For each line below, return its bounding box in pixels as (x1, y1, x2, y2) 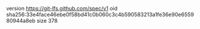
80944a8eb (6, 17, 36, 24)
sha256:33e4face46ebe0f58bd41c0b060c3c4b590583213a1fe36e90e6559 (6, 11, 195, 18)
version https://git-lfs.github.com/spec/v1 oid (6, 5, 118, 12)
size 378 (37, 17, 58, 24)
